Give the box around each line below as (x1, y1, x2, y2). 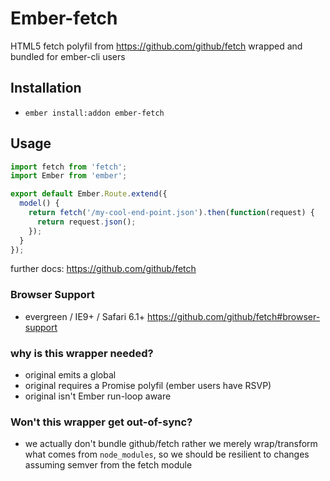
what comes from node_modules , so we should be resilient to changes (24, 448, 310, 461)
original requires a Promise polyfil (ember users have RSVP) (24, 380, 272, 392)
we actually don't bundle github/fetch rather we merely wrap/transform (24, 438, 318, 450)
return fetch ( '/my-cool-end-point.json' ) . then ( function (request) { (28, 208, 315, 218)
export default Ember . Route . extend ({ (10, 189, 168, 199)
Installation (10, 80, 82, 97)
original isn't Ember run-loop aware (24, 390, 172, 402)
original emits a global (24, 369, 117, 381)
